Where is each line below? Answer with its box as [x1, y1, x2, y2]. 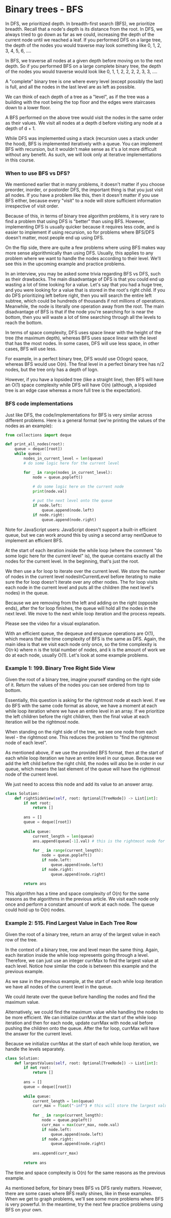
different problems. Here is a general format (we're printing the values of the [5, 417, 165, 423]
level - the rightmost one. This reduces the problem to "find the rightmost [5, 734, 159, 740]
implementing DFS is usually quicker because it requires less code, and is [5, 224, 159, 230]
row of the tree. [5, 936, 38, 943]
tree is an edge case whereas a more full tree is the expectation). [5, 387, 141, 394]
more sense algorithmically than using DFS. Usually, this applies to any [5, 250, 154, 256]
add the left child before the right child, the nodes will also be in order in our [5, 760, 164, 766]
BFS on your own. [5, 1206, 43, 1212]
